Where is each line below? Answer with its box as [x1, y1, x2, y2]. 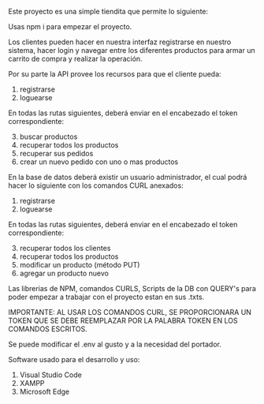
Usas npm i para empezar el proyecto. [8, 22, 132, 31]
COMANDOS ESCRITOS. [8, 324, 88, 334]
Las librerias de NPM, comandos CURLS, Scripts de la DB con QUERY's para [8, 284, 256, 293]
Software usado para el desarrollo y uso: [8, 355, 140, 364]
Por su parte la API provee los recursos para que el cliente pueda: [8, 69, 222, 78]
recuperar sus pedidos [19, 149, 94, 158]
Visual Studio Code [19, 370, 83, 380]
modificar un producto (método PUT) [19, 260, 140, 269]
